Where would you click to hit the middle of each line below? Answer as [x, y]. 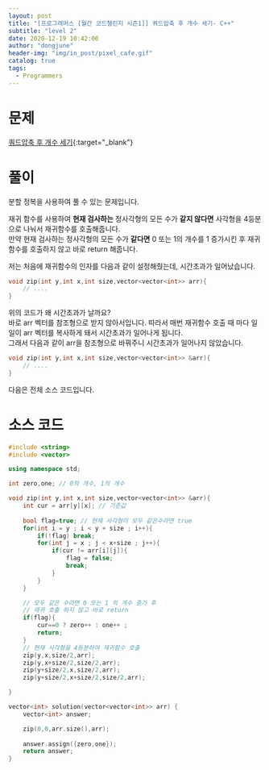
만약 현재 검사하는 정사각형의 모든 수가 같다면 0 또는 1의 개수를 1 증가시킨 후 [127, 239]
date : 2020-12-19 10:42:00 [54, 38]
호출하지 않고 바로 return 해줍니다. [84, 249]
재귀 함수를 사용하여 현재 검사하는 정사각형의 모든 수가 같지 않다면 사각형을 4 [128, 219]
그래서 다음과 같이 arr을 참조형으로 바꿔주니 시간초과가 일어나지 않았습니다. [126, 343]
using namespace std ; [45, 469]
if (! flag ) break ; [66, 536]
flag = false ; [89, 558]
